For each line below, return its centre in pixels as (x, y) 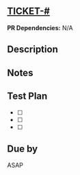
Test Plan (27, 96)
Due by (23, 149)
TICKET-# (28, 11)
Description (32, 50)
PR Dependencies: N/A (40, 27)
